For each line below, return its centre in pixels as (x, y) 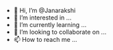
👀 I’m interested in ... (42, 18)
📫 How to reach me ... (45, 40)
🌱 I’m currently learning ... (50, 25)
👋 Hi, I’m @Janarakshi (45, 10)
